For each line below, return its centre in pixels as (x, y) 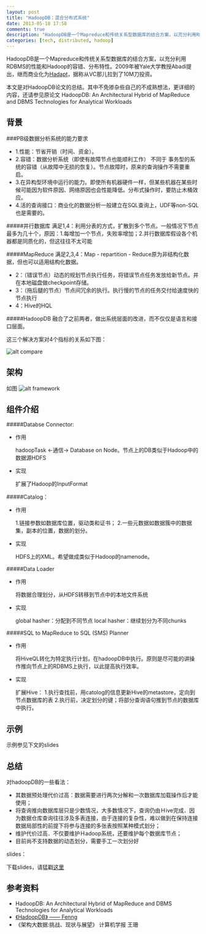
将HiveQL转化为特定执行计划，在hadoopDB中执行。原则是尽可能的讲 (102, 659)
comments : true (26, 29)
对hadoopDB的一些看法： (39, 782)
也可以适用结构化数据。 (52, 262)
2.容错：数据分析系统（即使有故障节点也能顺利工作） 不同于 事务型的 (102, 159)
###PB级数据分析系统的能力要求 (47, 138)
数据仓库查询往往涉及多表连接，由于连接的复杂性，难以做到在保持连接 (109, 818)
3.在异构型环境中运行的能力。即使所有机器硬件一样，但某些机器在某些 (104, 182)
